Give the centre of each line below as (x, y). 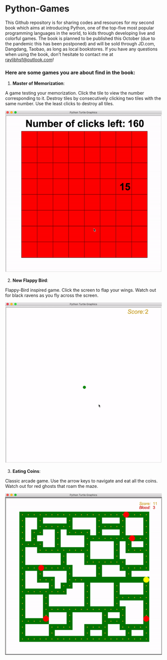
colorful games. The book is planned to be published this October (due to (80, 38)
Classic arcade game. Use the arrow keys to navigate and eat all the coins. (82, 481)
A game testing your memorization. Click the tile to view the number (75, 93)
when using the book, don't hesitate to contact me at (59, 54)
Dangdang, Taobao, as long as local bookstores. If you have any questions (82, 49)
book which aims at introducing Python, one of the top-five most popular (80, 27)
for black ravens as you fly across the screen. (52, 295)
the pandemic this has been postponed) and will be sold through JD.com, (80, 43)
